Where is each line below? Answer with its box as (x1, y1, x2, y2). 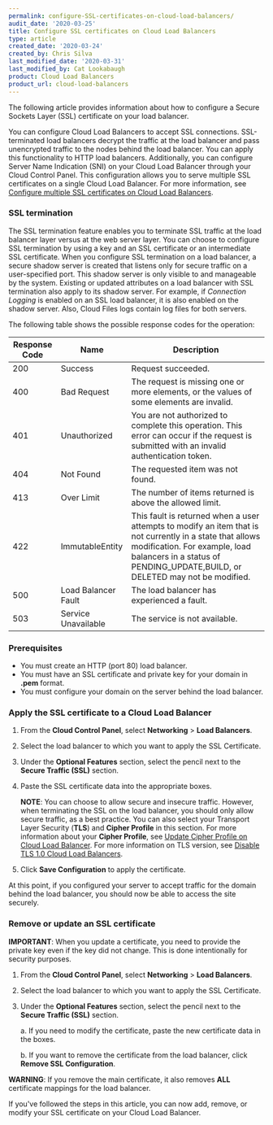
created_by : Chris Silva (8, 50, 93, 58)
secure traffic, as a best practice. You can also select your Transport (19, 814, 250, 824)
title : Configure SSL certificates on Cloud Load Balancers (8, 27, 217, 35)
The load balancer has (131, 584, 217, 595)
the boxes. (19, 1034, 56, 1044)
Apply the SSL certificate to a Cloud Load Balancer (8, 707, 212, 718)
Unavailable (60, 617, 106, 629)
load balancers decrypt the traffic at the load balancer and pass (45, 135, 260, 145)
